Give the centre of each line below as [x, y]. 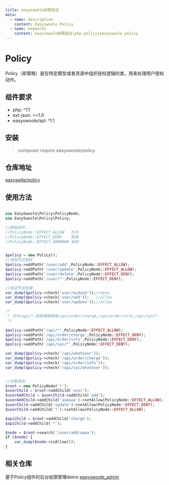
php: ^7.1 [21, 110]
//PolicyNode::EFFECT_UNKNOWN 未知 [42, 241]
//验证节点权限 [19, 288]
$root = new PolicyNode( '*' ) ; [37, 386]
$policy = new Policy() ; [31, 255]
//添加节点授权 [19, 260]
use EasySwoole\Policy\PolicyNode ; [43, 214]
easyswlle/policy [23, 180]
